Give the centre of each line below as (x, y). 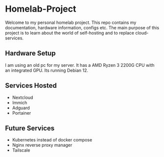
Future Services (30, 128)
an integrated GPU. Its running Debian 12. (47, 70)
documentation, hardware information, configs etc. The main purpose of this (82, 27)
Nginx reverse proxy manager (42, 145)
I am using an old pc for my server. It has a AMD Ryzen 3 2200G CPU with (80, 65)
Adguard (21, 108)
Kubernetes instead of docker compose (52, 140)
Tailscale (21, 150)
